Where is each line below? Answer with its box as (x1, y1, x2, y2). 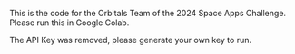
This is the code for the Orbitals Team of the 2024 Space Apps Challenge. (9, 8, 287, 18)
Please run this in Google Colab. (9, 17, 130, 28)
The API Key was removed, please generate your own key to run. (9, 35, 252, 45)
